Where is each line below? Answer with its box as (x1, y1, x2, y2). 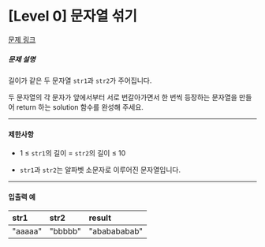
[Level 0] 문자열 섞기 (8, 7, 138, 25)
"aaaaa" (12, 226, 42, 237)
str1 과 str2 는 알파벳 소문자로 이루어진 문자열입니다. (19, 165, 181, 174)
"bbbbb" (49, 226, 81, 237)
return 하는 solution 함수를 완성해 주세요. (16, 102, 144, 111)
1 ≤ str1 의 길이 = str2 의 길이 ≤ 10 (19, 148, 126, 158)
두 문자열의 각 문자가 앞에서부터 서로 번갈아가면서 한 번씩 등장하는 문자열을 (8, 92, 238, 102)
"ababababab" (88, 226, 144, 237)
